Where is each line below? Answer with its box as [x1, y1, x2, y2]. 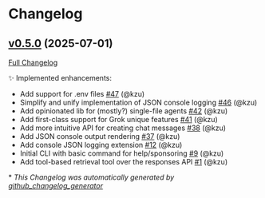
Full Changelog [8, 57, 58, 67]
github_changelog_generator [8, 181, 104, 190]
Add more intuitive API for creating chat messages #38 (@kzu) [19, 123, 226, 133]
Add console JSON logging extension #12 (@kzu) [19, 141, 183, 149]
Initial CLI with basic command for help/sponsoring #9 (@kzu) [19, 148, 224, 158]
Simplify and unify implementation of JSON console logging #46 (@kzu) [19, 97, 258, 107]
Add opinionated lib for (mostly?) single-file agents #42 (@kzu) [19, 106, 228, 116]
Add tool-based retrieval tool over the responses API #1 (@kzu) [19, 157, 228, 166]
